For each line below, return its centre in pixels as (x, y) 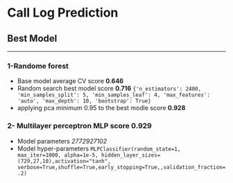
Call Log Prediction (63, 13)
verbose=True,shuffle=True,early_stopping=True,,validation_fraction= (121, 167)
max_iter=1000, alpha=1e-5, (58, 155)
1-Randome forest (38, 66)
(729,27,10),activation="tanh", (64, 161)
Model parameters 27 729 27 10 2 (62, 141)
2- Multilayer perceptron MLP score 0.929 (80, 126)
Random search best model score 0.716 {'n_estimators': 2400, (109, 89)
